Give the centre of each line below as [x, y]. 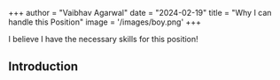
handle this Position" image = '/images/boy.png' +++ [105, 22]
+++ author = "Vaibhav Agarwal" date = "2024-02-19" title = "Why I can [140, 13]
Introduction [43, 66]
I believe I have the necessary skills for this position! [103, 39]
